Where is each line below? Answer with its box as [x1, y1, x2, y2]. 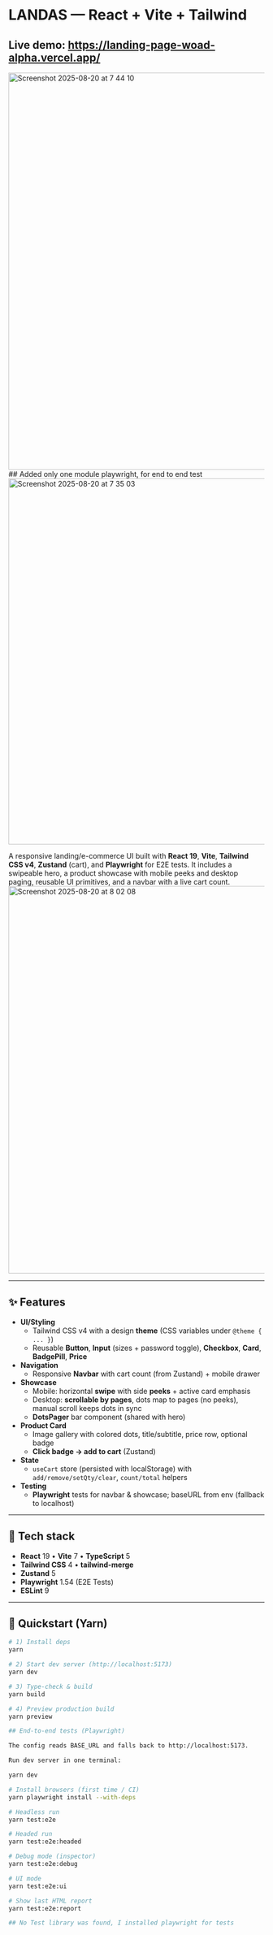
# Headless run [8, 1807, 60, 1816]
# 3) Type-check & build [8, 1682, 93, 1690]
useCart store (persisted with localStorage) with [32, 1464, 193, 1474]
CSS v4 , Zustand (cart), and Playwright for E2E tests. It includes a [8, 859, 232, 869]
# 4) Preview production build [8, 1704, 115, 1713]
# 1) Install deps [8, 1638, 71, 1647]
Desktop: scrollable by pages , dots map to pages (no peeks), [32, 1395, 239, 1405]
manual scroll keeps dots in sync [32, 1403, 142, 1413]
